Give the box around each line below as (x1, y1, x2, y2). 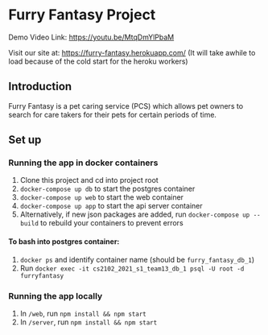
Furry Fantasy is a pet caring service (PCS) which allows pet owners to (8, 101, 244, 110)
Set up (8, 133, 42, 147)
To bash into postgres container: (8, 237, 120, 246)
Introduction (8, 80, 72, 93)
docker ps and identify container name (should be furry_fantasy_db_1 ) (19, 254, 255, 264)
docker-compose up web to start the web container (19, 192, 183, 202)
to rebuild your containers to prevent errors (39, 218, 183, 228)
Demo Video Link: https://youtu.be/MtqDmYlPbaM (8, 32, 175, 42)
